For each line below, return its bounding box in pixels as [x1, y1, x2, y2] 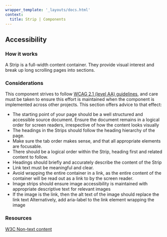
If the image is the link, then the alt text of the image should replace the [12, 191, 159, 197]
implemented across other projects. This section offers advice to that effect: [5, 101, 162, 108]
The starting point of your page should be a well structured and [12, 111, 143, 117]
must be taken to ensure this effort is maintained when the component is [5, 96, 154, 102]
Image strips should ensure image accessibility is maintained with [12, 181, 148, 187]
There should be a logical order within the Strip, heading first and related [12, 149, 162, 155]
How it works [5, 50, 38, 57]
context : [5, 12, 23, 17]
